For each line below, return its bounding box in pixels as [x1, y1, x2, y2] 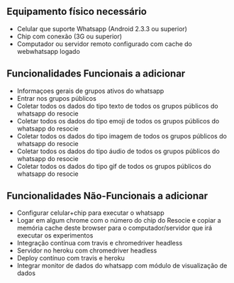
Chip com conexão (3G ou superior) [16, 32, 122, 40]
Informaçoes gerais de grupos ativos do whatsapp [16, 87, 165, 95]
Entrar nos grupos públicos [16, 94, 96, 102]
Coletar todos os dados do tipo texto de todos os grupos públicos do [16, 101, 218, 110]
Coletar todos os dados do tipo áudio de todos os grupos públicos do [16, 147, 221, 155]
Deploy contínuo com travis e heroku [16, 254, 126, 262]
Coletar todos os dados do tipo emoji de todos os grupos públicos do [16, 116, 220, 125]
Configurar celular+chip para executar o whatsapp [16, 209, 165, 217]
